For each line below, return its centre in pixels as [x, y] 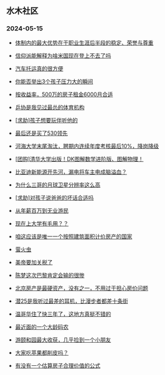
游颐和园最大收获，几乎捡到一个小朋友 [63, 340]
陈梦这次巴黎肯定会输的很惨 [50, 275]
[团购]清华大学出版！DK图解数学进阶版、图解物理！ [79, 159]
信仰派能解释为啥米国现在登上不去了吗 [63, 55]
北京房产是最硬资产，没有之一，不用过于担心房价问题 [82, 288]
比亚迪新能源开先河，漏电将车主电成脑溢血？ [71, 171]
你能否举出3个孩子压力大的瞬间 [54, 81]
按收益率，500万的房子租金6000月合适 [64, 94]
